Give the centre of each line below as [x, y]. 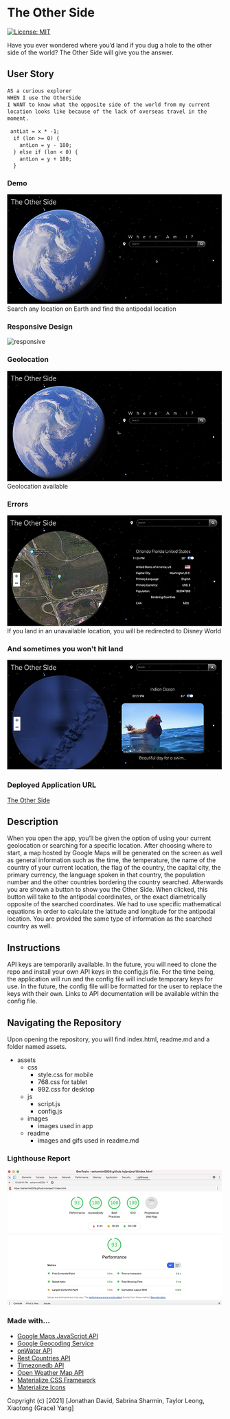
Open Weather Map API [50, 1372]
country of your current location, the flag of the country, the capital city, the [114, 868]
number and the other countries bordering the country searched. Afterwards [115, 882]
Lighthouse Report [39, 1158]
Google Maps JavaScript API [58, 1336]
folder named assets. [37, 1046]
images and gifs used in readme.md [88, 1140]
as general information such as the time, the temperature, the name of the [112, 860]
